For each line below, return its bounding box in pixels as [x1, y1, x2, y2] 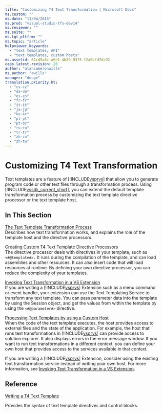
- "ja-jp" [9, 107, 29, 112]
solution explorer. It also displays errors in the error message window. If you [5, 335, 158, 341]
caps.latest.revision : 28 [5, 62, 58, 66]
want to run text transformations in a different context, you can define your [5, 341, 155, 347]
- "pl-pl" [9, 116, 29, 121]
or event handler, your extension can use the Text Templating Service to [5, 289, 150, 296]
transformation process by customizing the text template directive [5, 192, 138, 197]
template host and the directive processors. [5, 234, 93, 240]
